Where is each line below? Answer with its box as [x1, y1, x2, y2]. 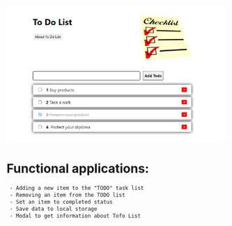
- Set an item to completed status [9, 198, 113, 205]
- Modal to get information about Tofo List [9, 212, 141, 219]
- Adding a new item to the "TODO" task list [9, 184, 144, 191]
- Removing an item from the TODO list [9, 191, 126, 198]
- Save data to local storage [9, 205, 98, 212]
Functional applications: [6, 161, 149, 176]
